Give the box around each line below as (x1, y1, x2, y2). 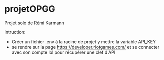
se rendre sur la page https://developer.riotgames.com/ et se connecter (11, 44, 160, 50)
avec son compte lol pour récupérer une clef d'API (11, 49, 116, 55)
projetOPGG (4, 3, 55, 15)
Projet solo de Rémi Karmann (4, 20, 64, 26)
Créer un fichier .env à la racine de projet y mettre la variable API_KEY (11, 38, 156, 45)
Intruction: (4, 29, 26, 35)
